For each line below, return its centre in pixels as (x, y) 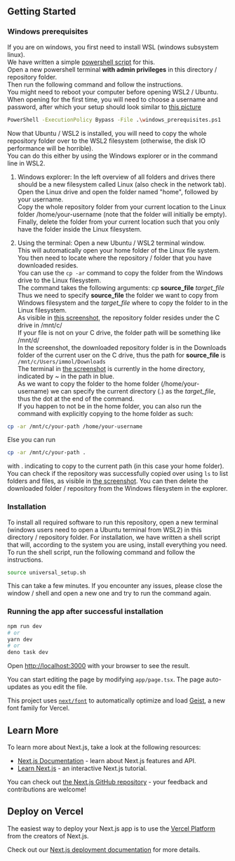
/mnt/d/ (28, 340)
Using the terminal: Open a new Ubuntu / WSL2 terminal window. (111, 243)
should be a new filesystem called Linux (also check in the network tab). (122, 184)
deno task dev (28, 653)
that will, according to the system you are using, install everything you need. (117, 544)
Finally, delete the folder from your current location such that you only (118, 222)
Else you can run (32, 440)
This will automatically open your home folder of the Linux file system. (119, 250)
